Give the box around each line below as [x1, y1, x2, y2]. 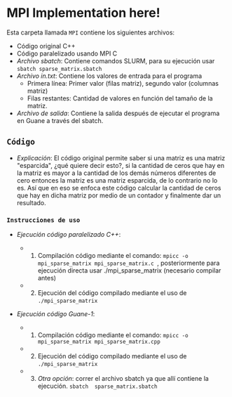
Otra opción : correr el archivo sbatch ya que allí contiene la [37, 375, 210, 383]
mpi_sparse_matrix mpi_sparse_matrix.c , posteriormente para [37, 259, 220, 268]
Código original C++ [16, 41, 76, 50]
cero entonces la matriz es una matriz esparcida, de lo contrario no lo [16, 176, 218, 184]
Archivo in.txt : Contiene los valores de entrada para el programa [16, 72, 203, 80]
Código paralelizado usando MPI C [16, 49, 118, 58]
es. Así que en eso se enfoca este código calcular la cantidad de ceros [16, 183, 221, 192]
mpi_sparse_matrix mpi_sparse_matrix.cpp [37, 339, 161, 346]
